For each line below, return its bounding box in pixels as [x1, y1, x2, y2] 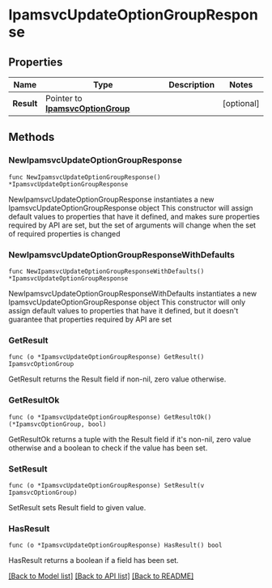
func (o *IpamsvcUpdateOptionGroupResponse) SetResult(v [8, 481, 205, 489]
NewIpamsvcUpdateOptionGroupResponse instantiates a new [8, 194, 215, 204]
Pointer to [45, 93, 83, 104]
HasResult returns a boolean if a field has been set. [8, 556, 180, 565]
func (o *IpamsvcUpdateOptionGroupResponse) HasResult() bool [8, 541, 223, 550]
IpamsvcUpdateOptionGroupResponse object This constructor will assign [8, 202, 253, 212]
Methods [8, 130, 55, 144]
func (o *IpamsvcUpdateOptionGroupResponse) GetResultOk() [8, 413, 212, 421]
